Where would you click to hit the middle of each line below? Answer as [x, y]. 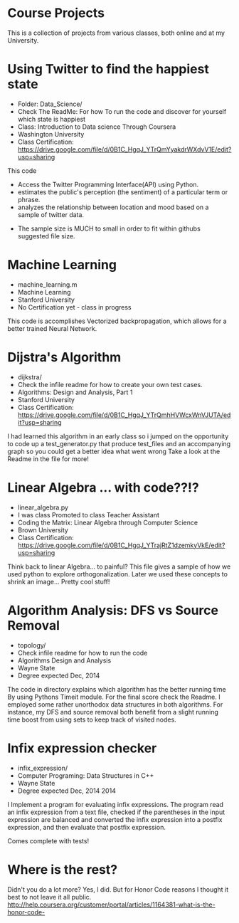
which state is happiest [52, 119]
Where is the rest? [63, 869]
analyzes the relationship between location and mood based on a [113, 207]
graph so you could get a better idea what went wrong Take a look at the [114, 451]
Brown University [43, 530]
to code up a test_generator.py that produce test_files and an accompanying [119, 443]
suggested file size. [46, 236]
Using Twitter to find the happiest [108, 69]
